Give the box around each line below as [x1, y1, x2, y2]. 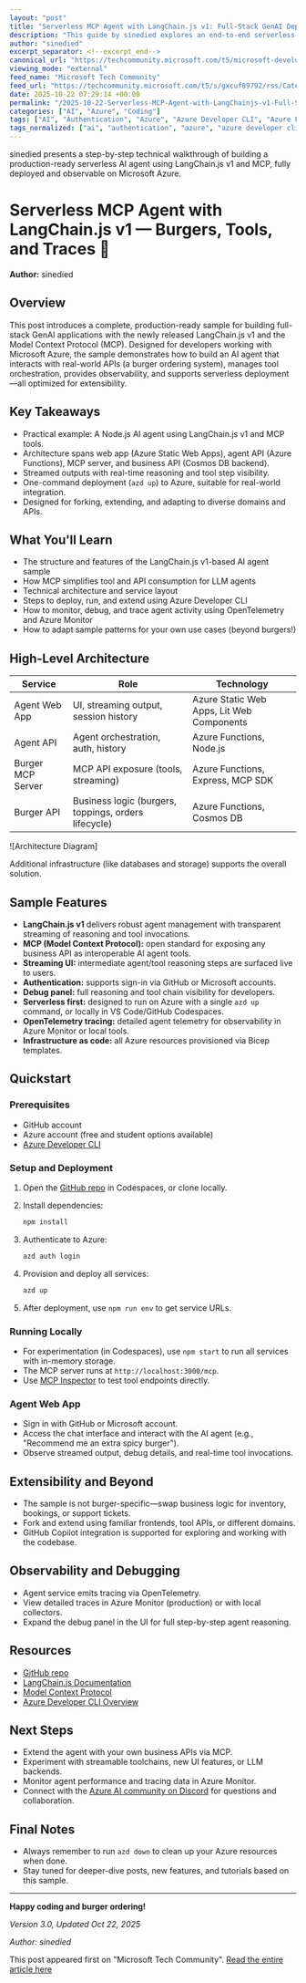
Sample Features [9, 895, 107, 910]
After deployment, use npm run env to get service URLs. [22, 1302, 232, 1313]
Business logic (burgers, [72, 794, 178, 807]
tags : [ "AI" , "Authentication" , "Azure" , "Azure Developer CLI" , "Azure [9, 115, 291, 124]
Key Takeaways [9, 404, 101, 420]
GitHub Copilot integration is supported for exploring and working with [22, 1527, 287, 1538]
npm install [22, 1217, 68, 1227]
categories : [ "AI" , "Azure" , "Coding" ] [9, 107, 161, 116]
